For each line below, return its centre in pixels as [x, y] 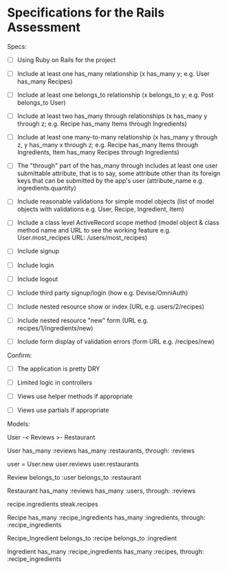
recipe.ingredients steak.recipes [53, 504]
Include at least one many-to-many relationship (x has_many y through [117, 137]
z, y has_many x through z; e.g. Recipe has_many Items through [108, 145]
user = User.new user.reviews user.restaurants [73, 464]
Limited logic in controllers [55, 382]
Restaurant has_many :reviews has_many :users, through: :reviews [101, 491]
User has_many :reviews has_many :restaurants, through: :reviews [101, 451]
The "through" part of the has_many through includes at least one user [117, 166]
